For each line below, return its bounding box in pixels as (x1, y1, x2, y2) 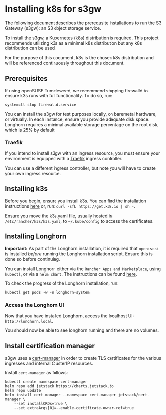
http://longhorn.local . (5, 318, 54, 323)
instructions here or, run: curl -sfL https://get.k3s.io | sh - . (5, 203, 135, 209)
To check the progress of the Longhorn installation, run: (5, 280, 119, 286)
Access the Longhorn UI (5, 301, 64, 308)
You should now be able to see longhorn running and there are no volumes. (5, 327, 159, 333)
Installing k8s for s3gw (5, 3, 102, 15)
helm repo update (5, 388, 41, 393)
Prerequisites (5, 74, 48, 83)
